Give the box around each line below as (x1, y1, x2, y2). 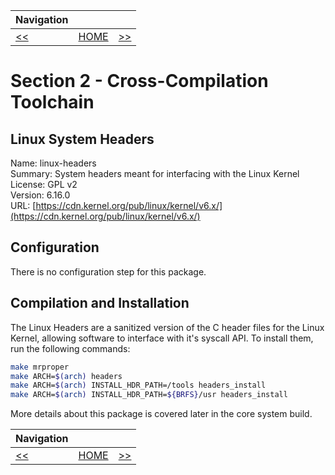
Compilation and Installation (10, 295, 190, 312)
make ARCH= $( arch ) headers (10, 371, 123, 381)
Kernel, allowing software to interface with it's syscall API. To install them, (10, 332, 314, 344)
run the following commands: (10, 342, 131, 354)
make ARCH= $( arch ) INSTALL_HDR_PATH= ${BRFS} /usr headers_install (10, 390, 288, 400)
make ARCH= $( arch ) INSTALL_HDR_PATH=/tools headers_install (10, 380, 267, 391)
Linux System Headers (10, 130, 155, 148)
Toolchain (10, 91, 95, 114)
